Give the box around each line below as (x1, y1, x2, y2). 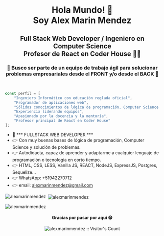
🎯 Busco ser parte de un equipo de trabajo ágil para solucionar (6, 64, 158, 71)
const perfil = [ (5, 91, 41, 96)
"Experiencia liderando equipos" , (14, 109, 84, 114)
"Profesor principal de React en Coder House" (14, 118, 111, 123)
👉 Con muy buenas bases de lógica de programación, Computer (12, 137, 144, 143)
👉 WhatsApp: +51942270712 (12, 175, 72, 181)
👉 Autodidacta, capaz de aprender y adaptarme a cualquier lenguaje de (12, 149, 159, 156)
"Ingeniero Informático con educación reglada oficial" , (14, 95, 133, 100)
